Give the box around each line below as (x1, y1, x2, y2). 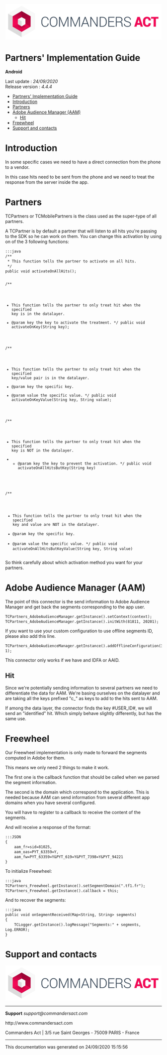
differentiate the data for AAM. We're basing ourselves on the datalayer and (5, 690, 160, 696)
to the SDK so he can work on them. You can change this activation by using (5, 233, 162, 239)
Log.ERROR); (5, 927, 30, 932)
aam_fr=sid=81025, (14, 844, 52, 849)
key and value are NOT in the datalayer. (12, 522, 99, 527)
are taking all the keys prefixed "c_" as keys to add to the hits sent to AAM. (5, 695, 158, 701)
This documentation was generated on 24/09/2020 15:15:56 (5, 1044, 128, 1050)
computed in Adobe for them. (5, 755, 66, 761)
